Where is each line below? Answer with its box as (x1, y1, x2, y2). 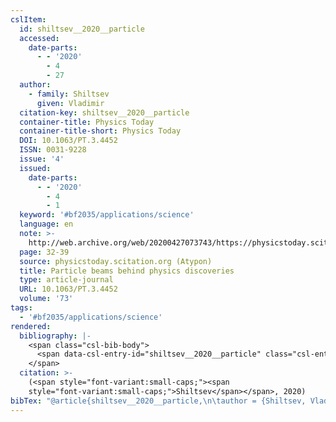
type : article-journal (19, 275, 114, 285)
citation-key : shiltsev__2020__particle (19, 107, 190, 118)
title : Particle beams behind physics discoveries (19, 266, 235, 276)
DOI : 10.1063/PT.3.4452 (19, 136, 118, 146)
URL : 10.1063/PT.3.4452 (19, 284, 118, 295)
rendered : (10, 321, 52, 331)
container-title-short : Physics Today (19, 126, 182, 136)
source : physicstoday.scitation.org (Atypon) (19, 256, 213, 266)
